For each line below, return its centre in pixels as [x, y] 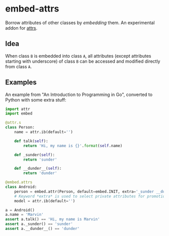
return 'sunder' [40, 159]
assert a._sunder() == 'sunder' [39, 224]
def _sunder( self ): [35, 155]
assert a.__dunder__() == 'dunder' [43, 229]
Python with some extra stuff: [36, 100]
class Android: [21, 187]
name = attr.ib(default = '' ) [44, 132]
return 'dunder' [40, 173]
